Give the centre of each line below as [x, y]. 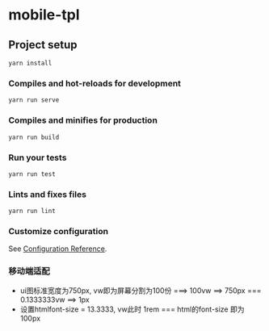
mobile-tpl [44, 15]
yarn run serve [34, 100]
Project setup [43, 45]
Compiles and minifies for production [83, 120]
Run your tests [38, 157]
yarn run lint [32, 212]
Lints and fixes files [48, 194]
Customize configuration [59, 232]
